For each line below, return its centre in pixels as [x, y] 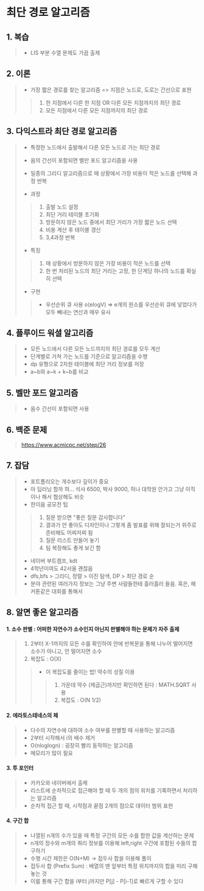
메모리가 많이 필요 [51, 753]
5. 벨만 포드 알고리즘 [42, 393]
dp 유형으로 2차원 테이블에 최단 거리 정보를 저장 [87, 364]
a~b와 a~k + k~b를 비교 [59, 372]
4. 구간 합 [18, 821]
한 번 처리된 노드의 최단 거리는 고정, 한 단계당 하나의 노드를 [115, 271]
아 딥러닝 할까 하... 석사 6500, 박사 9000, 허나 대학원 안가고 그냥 [107, 489]
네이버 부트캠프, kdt [54, 561]
